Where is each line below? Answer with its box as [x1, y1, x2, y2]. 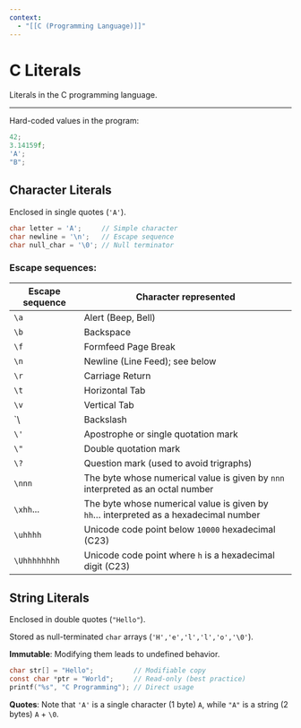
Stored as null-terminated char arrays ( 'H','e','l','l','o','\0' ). [9, 631, 254, 642]
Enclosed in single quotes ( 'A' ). [9, 206, 127, 217]
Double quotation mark [83, 442, 181, 455]
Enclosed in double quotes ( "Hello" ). [9, 614, 146, 625]
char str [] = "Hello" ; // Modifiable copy [9, 666, 206, 675]
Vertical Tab [83, 398, 134, 411]
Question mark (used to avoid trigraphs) [83, 456, 253, 469]
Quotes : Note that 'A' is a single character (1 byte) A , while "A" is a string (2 [9, 699, 288, 710]
